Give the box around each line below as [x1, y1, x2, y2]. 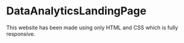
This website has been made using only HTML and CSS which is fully [6, 24, 179, 31]
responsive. [6, 30, 36, 37]
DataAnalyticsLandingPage [6, 4, 147, 18]
